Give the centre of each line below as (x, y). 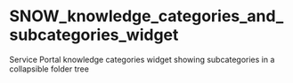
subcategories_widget (94, 35)
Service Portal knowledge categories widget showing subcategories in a (142, 59)
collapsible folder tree (49, 69)
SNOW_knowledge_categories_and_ (146, 16)
